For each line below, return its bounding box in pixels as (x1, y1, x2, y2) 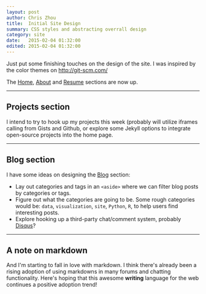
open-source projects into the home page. (6, 131, 113, 138)
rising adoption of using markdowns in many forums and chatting (6, 268, 171, 276)
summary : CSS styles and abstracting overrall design (6, 26, 147, 32)
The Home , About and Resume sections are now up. (6, 78, 138, 86)
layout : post (6, 9, 40, 15)
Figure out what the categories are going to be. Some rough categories (15, 195, 195, 203)
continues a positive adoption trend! (6, 281, 97, 288)
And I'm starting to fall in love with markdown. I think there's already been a (6, 262, 197, 269)
